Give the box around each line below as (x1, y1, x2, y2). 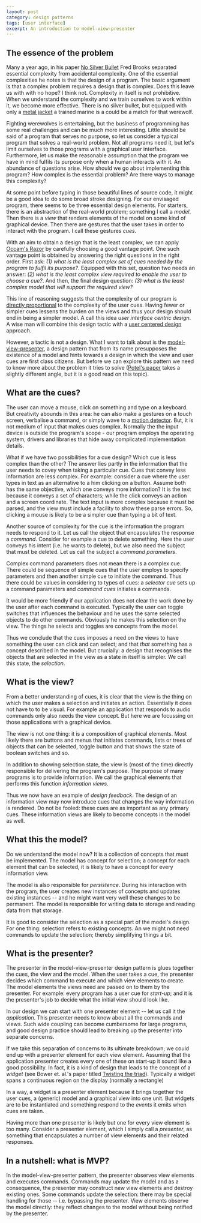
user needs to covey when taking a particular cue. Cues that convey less (6, 466, 186, 473)
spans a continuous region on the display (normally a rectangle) (6, 1077, 164, 1084)
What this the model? (6, 835, 88, 845)
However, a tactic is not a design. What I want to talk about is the (6, 338, 166, 346)
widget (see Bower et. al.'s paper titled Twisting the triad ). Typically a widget (6, 1071, 195, 1078)
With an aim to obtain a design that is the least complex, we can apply (6, 239, 179, 246)
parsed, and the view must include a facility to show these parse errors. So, (6, 505, 193, 512)
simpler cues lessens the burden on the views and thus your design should (6, 308, 191, 315)
